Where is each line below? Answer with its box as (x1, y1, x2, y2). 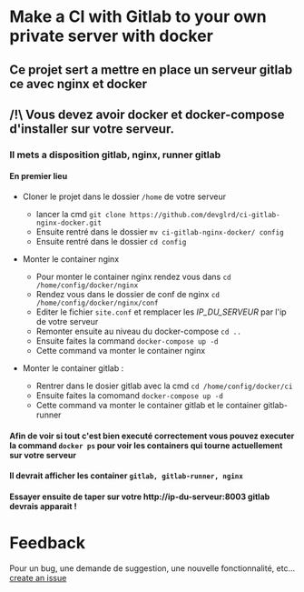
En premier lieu (9, 171, 68, 182)
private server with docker (9, 25, 213, 46)
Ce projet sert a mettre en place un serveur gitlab (9, 62, 293, 77)
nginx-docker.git (35, 218, 103, 228)
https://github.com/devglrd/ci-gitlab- (130, 211, 280, 220)
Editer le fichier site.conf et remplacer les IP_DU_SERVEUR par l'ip (35, 306, 288, 317)
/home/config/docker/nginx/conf (35, 298, 159, 308)
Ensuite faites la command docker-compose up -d (35, 336, 219, 346)
